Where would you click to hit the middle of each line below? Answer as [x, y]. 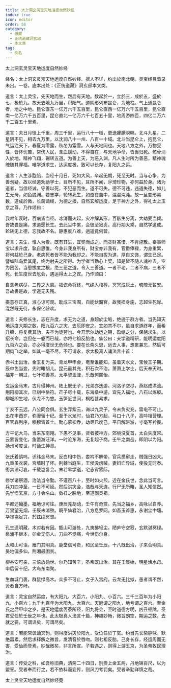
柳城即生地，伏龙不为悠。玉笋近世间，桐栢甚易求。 [59, 398]
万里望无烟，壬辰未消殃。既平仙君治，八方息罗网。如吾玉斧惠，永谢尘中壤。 [85, 510]
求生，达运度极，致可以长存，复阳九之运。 [90, 165]
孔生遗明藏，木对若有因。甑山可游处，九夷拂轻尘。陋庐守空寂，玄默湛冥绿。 [85, 528]
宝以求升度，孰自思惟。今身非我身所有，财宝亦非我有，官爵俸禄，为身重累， [85, 248]
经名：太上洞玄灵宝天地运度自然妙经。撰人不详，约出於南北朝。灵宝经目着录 [85, 79]
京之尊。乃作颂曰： [25, 207]
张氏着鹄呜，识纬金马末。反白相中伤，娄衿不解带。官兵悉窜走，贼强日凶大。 [85, 456]
